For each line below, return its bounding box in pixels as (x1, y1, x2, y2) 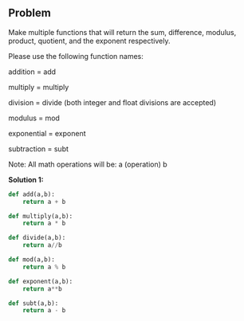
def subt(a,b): (8, 299, 59, 307)
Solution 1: (8, 174, 44, 184)
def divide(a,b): (8, 234, 66, 242)
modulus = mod (8, 113, 60, 123)
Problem (8, 6, 52, 20)
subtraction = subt (8, 143, 69, 154)
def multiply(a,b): (8, 212, 73, 220)
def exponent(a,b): (8, 277, 73, 285)
